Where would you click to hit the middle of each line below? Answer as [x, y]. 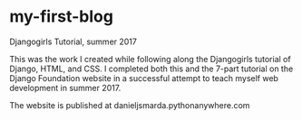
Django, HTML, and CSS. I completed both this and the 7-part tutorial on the [151, 69]
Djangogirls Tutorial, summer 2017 [73, 42]
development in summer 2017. [65, 88]
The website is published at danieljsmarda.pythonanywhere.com [130, 105]
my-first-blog [61, 17]
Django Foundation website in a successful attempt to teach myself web [144, 78]
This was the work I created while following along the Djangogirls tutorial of [151, 59]
